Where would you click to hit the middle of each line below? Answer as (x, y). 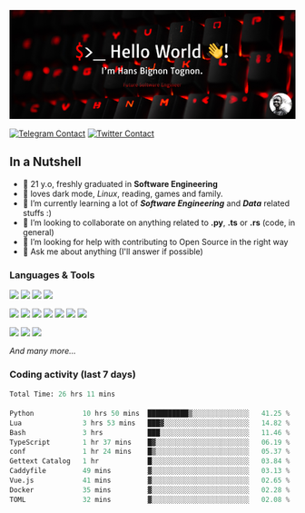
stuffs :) (37, 212)
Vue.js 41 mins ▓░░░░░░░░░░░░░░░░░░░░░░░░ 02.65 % (150, 481)
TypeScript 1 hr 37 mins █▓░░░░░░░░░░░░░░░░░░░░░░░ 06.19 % (150, 442)
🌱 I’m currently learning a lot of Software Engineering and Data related (156, 203)
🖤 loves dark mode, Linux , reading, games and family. (123, 193)
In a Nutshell (45, 162)
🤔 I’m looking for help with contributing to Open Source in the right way (155, 242)
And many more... (43, 350)
